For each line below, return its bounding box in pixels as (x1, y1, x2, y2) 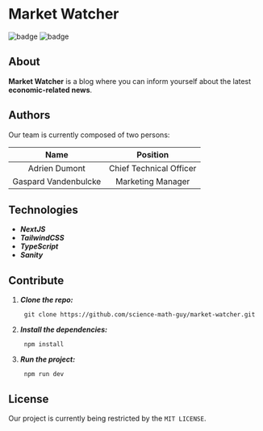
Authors (8, 108, 51, 122)
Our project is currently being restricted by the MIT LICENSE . (8, 413, 207, 423)
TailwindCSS (19, 233, 65, 243)
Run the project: (19, 354, 76, 364)
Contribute (8, 274, 65, 287)
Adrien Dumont (27, 162, 86, 174)
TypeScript (19, 241, 59, 251)
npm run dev (23, 370, 65, 379)
